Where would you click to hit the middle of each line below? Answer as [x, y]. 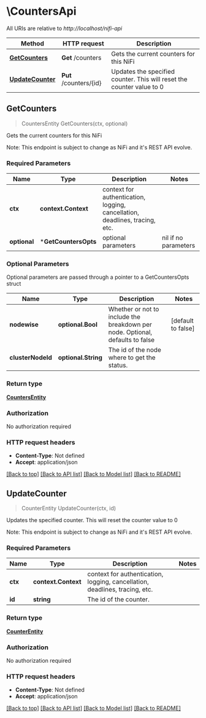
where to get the [132, 357]
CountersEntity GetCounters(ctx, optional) [74, 123]
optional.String [80, 357]
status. [118, 365]
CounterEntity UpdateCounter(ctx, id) [69, 509]
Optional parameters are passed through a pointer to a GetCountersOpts [98, 277]
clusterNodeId [31, 357]
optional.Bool [78, 325]
